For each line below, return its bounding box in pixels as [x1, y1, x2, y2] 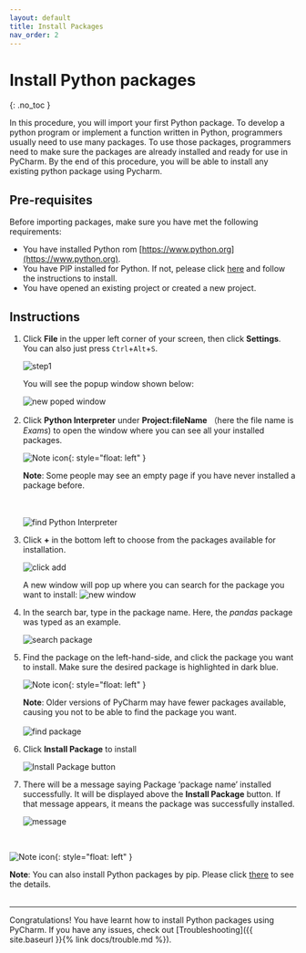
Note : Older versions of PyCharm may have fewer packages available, [22, 697, 287, 708]
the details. [9, 878, 52, 889]
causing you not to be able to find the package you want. [22, 706, 237, 717]
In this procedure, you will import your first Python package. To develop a [9, 118, 285, 129]
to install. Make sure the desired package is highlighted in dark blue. [22, 661, 280, 672]
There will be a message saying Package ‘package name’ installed [22, 779, 271, 790]
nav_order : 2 [9, 30, 59, 39]
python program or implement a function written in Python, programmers [9, 127, 283, 138]
